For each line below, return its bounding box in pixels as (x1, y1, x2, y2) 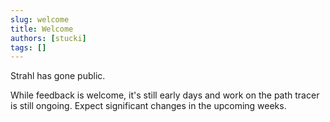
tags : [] (10, 42, 47, 53)
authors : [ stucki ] (10, 33, 87, 43)
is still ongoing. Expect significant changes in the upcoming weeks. (10, 100, 287, 112)
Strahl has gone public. (10, 70, 106, 82)
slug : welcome (10, 14, 70, 25)
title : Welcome (10, 24, 74, 34)
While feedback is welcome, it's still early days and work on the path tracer (10, 89, 320, 101)
